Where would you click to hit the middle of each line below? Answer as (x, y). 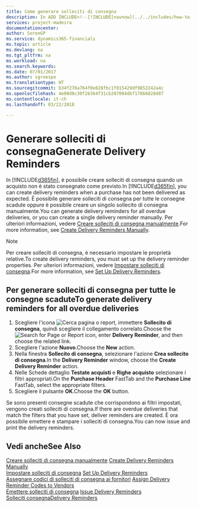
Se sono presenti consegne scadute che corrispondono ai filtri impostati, (94, 403)
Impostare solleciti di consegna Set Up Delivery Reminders (77, 473)
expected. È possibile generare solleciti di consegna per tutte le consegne (96, 199)
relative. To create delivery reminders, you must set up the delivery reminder (98, 259)
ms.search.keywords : (31, 66)
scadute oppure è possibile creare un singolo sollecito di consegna (87, 205)
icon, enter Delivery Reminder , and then (134, 335)
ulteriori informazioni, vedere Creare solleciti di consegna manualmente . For (97, 224)
